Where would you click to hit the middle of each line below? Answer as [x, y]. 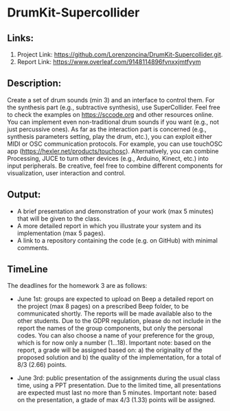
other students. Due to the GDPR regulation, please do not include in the [119, 321]
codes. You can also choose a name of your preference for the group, [116, 335]
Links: [21, 38]
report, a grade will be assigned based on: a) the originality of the [110, 350]
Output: [24, 195]
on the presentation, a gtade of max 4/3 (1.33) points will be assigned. [116, 400]
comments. [33, 247]
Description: [34, 84]
